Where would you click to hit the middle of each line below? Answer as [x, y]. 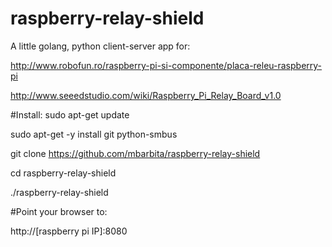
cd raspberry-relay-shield [63, 173]
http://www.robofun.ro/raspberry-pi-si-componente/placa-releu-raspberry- [166, 65]
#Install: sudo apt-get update [70, 114]
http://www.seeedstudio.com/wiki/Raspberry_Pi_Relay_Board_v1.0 [146, 95]
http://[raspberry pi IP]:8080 [69, 231]
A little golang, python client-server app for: [100, 46]
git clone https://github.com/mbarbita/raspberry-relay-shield [135, 153]
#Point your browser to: [59, 211]
